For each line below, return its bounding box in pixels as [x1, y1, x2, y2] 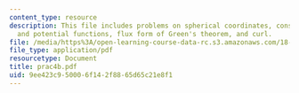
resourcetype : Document [9, 54, 98, 63]
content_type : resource [9, 12, 98, 22]
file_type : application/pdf [9, 46, 114, 55]
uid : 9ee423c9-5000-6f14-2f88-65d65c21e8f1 [9, 71, 174, 80]
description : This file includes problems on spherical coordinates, [9, 21, 273, 30]
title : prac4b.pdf [9, 63, 77, 72]
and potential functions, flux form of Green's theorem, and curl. [17, 29, 273, 38]
